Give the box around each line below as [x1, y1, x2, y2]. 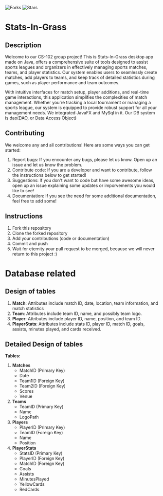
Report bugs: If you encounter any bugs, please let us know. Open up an [12, 156, 157, 163]
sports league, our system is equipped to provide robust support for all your [5, 105, 157, 110]
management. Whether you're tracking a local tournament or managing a [5, 100, 151, 105]
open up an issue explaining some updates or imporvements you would [12, 183, 156, 188]
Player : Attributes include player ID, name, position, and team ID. [12, 315, 142, 321]
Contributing [5, 129, 45, 137]
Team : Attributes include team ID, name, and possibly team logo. [12, 311, 142, 316]
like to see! [12, 187, 34, 193]
